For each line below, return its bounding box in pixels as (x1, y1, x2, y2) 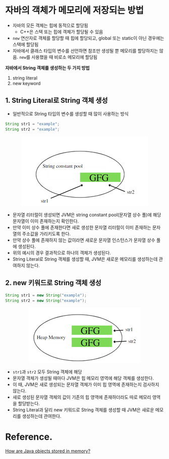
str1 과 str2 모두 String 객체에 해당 (12, 369, 82, 375)
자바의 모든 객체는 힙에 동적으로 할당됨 (12, 22, 88, 28)
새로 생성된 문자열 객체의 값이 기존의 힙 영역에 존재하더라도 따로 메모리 (12, 394, 151, 400)
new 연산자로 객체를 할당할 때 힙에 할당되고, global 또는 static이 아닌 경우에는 (12, 35, 164, 41)
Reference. (5, 431, 53, 443)
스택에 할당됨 (12, 41, 39, 47)
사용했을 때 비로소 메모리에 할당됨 (31, 54, 97, 60)
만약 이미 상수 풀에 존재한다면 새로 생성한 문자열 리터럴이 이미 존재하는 (12, 224, 151, 231)
